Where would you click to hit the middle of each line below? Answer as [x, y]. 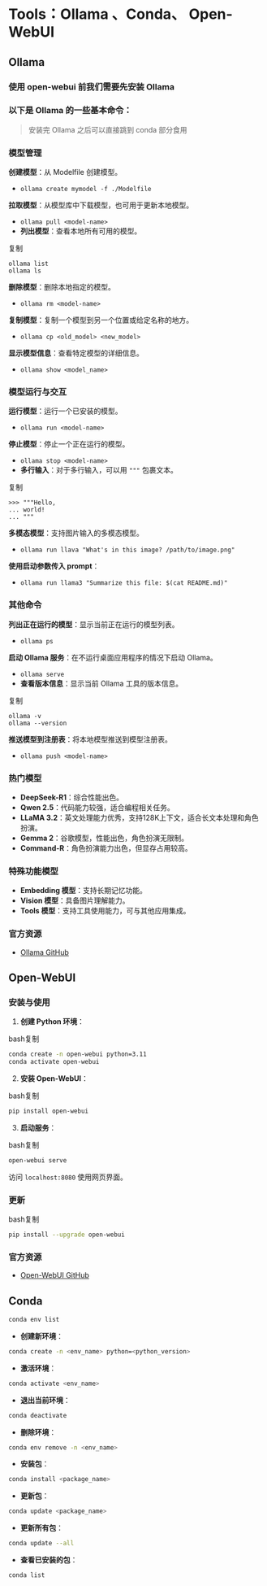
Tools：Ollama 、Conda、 [97, 14]
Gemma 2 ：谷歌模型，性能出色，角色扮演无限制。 [104, 838]
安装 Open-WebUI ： [54, 1078]
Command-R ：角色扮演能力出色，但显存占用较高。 [106, 847]
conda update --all [41, 1544]
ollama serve [42, 674]
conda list [27, 1575]
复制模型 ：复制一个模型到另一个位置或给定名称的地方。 [101, 320]
